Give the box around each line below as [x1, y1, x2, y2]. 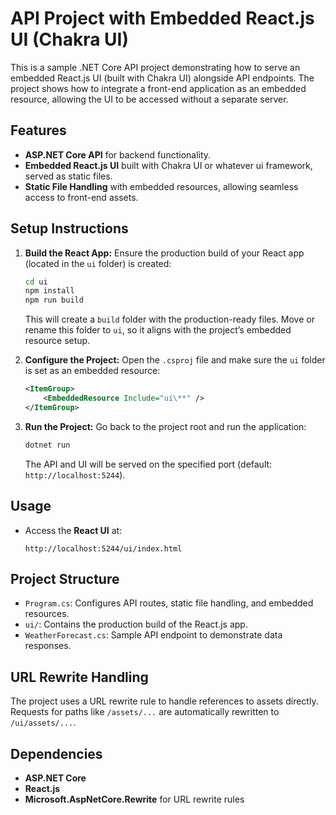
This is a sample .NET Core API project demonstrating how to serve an [10, 61, 301, 73]
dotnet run [24, 440, 71, 450]
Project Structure [10, 570, 120, 587]
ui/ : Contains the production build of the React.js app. [24, 618, 248, 631]
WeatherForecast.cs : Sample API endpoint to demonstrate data [24, 629, 283, 641]
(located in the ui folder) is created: [24, 257, 172, 269]
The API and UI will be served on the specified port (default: [24, 458, 273, 470]
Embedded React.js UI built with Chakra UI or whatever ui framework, [24, 159, 313, 171]
